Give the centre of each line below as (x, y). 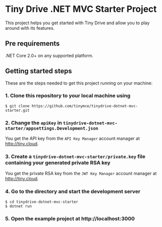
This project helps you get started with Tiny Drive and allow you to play (77, 23)
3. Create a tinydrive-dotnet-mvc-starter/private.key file (75, 157)
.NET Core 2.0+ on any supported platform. (49, 55)
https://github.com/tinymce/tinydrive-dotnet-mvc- (85, 106)
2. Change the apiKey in (34, 123)
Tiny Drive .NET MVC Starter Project (81, 9)
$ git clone (17, 106)
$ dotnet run (19, 206)
